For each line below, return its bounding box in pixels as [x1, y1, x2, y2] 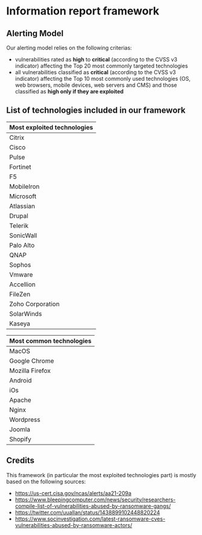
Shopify [9, 435, 31, 443]
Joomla [9, 425, 31, 433]
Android [9, 376, 32, 384]
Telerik [9, 221, 29, 230]
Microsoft [9, 192, 37, 200]
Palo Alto [9, 241, 35, 249]
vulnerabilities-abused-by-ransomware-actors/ [14, 521, 133, 528]
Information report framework [6, 4, 160, 18]
